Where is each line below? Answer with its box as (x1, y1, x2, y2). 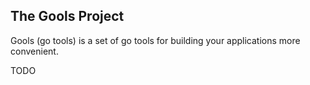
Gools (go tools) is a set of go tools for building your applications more (10, 34, 301, 46)
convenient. (10, 45, 59, 57)
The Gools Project (10, 8, 125, 25)
